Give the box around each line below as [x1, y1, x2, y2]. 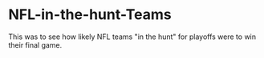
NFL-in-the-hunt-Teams [8, 6, 172, 24]
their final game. [8, 40, 63, 49]
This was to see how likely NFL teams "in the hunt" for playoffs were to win [8, 32, 257, 41]
